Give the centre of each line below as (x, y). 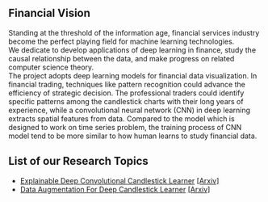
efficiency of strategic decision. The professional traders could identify (126, 93)
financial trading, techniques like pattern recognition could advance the (127, 84)
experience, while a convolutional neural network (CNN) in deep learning (130, 110)
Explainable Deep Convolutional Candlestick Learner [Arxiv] (119, 180)
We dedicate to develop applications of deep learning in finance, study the (132, 50)
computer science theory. (51, 67)
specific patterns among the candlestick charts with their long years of (126, 101)
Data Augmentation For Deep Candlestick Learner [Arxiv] (115, 189)
